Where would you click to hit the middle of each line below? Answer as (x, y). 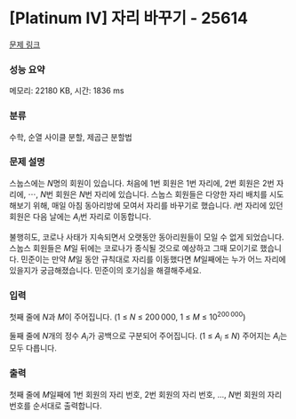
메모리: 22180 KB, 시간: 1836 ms (67, 91)
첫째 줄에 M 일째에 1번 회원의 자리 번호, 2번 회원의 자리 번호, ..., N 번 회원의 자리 (146, 394)
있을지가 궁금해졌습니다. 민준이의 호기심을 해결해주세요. (105, 270)
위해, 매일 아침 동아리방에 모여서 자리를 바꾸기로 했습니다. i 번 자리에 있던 (158, 205)
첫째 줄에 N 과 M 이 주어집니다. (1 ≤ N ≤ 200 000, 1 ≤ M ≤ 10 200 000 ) (128, 316)
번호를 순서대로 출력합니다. (56, 406)
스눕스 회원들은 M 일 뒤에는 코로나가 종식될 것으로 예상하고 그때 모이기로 (134, 248)
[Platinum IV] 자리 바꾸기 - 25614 (129, 18)
